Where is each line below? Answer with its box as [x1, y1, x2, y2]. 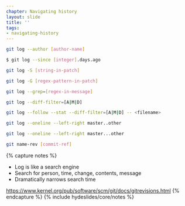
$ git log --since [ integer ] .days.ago [6, 57, 101, 63]
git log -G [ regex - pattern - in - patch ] [6, 78, 98, 84]
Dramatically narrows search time [14, 176, 96, 183]
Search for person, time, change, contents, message [14, 169, 142, 176]
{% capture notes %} [6, 152, 57, 159]
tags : [6, 25, 19, 31]
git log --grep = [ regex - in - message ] [6, 88, 93, 94]
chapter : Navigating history [6, 8, 77, 15]
